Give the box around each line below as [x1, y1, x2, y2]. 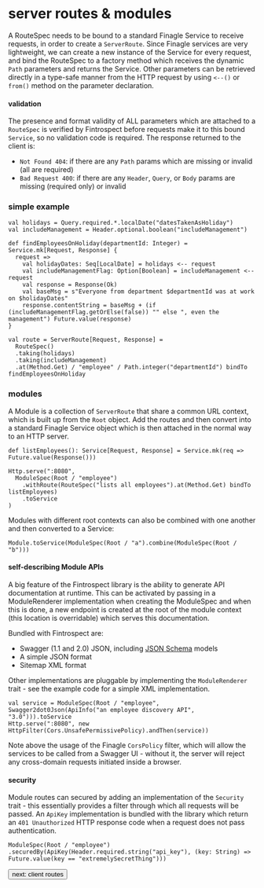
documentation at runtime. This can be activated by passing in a [8, 588, 216, 597]
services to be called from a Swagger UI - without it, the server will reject [8, 748, 245, 758]
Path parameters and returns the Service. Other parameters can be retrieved [8, 64, 255, 73]
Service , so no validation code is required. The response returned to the [8, 133, 241, 142]
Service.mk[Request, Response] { [8, 247, 118, 255]
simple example [8, 201, 70, 212]
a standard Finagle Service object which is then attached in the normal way [8, 423, 252, 432]
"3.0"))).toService [8, 713, 72, 721]
